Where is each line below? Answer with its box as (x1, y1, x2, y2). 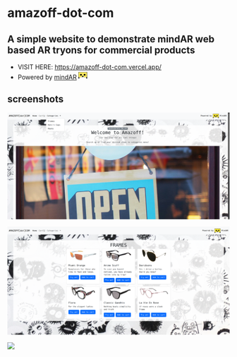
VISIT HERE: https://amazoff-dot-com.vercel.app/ (17, 63, 162, 71)
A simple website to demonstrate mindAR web (7, 33, 215, 45)
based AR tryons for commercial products (7, 44, 195, 56)
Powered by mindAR (17, 73, 78, 81)
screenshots (7, 93, 64, 105)
